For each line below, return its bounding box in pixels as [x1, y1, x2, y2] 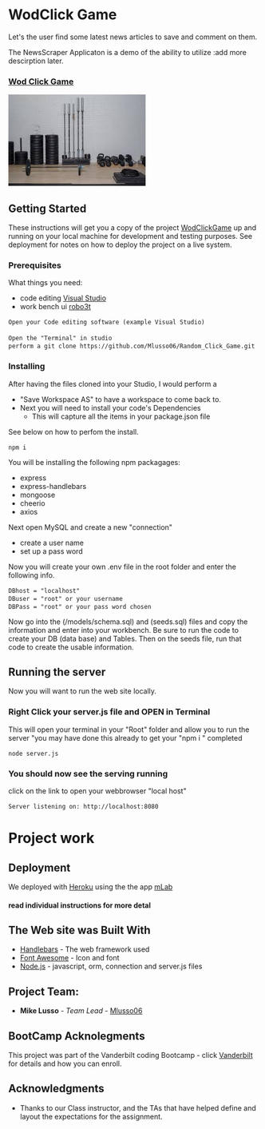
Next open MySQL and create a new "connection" [8, 522, 173, 532]
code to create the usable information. [8, 642, 134, 652]
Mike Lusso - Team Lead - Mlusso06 [19, 1006, 143, 1016]
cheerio [19, 498, 45, 508]
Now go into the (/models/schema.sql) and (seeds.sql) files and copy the [8, 617, 248, 626]
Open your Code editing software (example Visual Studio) [8, 318, 205, 327]
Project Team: [8, 984, 80, 998]
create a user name [19, 538, 84, 547]
